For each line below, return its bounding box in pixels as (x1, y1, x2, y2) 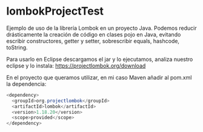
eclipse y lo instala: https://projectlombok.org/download (6, 62, 146, 69)
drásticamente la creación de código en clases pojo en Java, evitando (6, 30, 181, 38)
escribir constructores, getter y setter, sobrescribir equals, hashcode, (6, 37, 180, 44)
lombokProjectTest (6, 4, 104, 18)
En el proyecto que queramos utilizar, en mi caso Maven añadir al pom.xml (6, 74, 192, 81)
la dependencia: (6, 80, 47, 88)
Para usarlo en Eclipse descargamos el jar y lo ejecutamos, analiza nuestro (6, 55, 193, 63)
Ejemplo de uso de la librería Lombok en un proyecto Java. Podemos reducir (6, 24, 197, 32)
